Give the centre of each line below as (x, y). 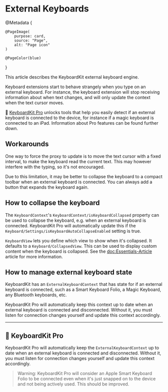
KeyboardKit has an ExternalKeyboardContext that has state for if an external (84, 284)
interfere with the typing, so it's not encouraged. (55, 167)
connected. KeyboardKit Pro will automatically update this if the (70, 225)
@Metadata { (19, 23)
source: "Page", (31, 41)
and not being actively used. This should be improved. (73, 384)
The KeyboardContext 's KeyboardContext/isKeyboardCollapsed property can (82, 215)
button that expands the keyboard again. (47, 187)
